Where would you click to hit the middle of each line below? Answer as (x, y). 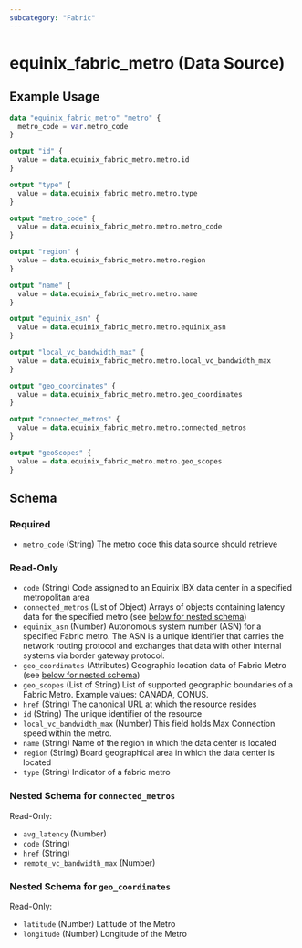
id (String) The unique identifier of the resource (112, 714)
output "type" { (40, 185)
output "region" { (44, 252)
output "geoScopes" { (51, 453)
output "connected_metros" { (65, 420)
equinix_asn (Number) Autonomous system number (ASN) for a (142, 626)
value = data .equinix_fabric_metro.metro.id (104, 160)
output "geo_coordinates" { (63, 386)
